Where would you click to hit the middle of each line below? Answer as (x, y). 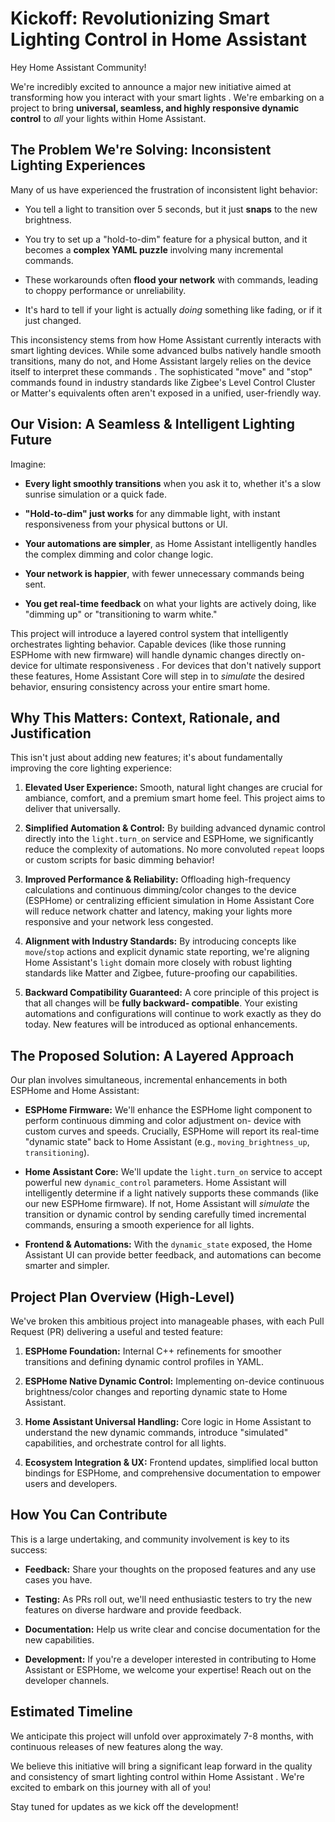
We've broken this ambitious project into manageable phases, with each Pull (167, 1321)
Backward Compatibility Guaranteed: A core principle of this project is (172, 993)
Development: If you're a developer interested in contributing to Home (170, 1659)
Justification (51, 733)
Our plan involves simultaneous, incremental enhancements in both (149, 1080)
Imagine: (28, 464)
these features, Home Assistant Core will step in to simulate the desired (157, 676)
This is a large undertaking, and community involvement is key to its (150, 1539)
